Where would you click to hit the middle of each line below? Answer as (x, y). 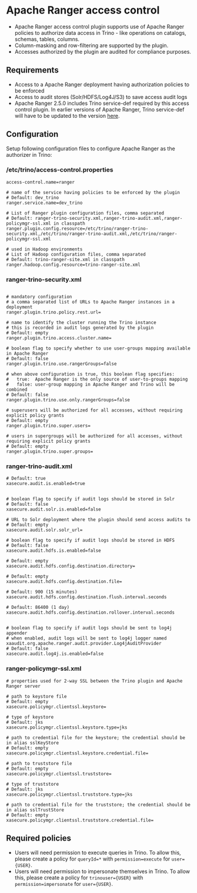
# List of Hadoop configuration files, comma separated (76, 254)
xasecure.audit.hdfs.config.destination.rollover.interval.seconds (91, 613)
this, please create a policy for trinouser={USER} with (79, 877)
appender (17, 633)
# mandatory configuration (39, 297)
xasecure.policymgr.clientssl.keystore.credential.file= (77, 753)
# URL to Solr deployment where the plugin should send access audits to (98, 520)
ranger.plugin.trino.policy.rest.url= (54, 312)
